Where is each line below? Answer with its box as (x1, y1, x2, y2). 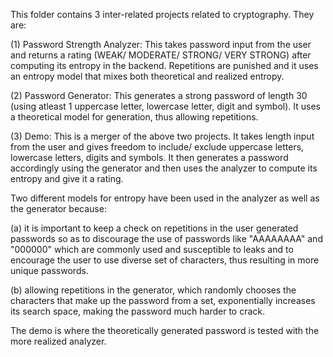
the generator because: (10, 203, 107, 214)
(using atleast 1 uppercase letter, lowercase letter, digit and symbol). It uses (10, 100, 321, 112)
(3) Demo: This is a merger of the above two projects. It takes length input (10, 130, 315, 142)
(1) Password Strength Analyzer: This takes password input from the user (10, 39, 312, 50)
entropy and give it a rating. (10, 173, 124, 184)
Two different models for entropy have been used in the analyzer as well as (10, 192, 320, 204)
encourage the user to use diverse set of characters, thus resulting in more (10, 254, 320, 266)
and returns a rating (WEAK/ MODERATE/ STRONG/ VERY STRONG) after (10, 49, 312, 61)
